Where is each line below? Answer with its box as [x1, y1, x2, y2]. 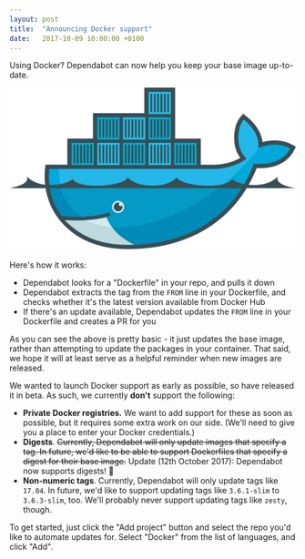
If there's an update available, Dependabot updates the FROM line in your [22, 306, 291, 317]
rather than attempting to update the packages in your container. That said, [9, 342, 291, 354]
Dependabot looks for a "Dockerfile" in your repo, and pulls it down [22, 277, 275, 288]
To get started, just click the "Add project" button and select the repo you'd [9, 522, 291, 533]
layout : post [9, 15, 59, 24]
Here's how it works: [9, 259, 87, 270]
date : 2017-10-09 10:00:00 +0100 [9, 34, 145, 43]
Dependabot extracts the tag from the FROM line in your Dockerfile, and [22, 287, 287, 298]
